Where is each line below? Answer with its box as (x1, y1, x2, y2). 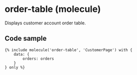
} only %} (4, 65, 25, 70)
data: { (13, 52, 29, 57)
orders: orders (22, 56, 54, 61)
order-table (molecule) (4, 3, 101, 15)
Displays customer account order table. (4, 20, 86, 26)
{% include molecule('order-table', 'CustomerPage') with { (4, 47, 133, 53)
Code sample (4, 34, 47, 43)
